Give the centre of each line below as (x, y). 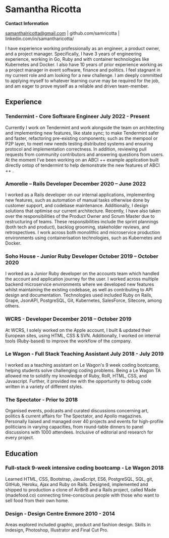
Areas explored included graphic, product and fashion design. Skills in (78, 525)
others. (13, 306)
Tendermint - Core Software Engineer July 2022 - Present (77, 117)
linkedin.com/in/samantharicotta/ (40, 39)
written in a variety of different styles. (44, 387)
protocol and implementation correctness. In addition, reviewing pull (76, 149)
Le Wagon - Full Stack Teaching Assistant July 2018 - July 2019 (84, 354)
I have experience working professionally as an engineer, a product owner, (83, 48)
